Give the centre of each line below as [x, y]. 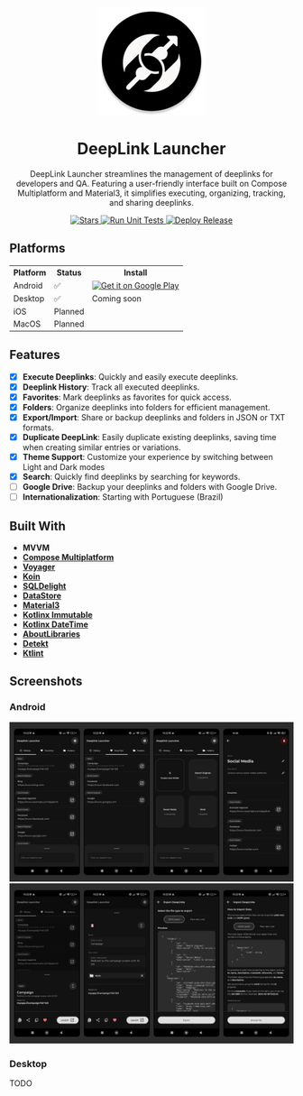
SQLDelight [44, 586]
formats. [38, 428]
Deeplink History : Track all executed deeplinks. [111, 387]
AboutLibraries [51, 634]
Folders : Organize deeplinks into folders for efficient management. [146, 407]
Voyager [39, 567]
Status [69, 272]
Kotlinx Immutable [57, 615]
